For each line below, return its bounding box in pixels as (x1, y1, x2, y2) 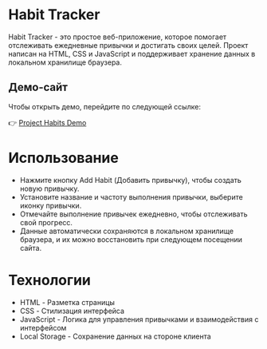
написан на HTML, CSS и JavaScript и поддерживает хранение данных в (8, 49, 256, 58)
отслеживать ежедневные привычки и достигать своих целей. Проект (8, 40, 249, 50)
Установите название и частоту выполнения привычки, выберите (19, 192, 243, 201)
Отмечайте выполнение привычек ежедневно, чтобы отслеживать (19, 209, 249, 219)
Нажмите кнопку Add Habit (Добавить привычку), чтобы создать (19, 175, 241, 184)
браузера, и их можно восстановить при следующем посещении (19, 234, 243, 244)
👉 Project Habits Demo (8, 117, 87, 127)
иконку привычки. (19, 200, 82, 210)
